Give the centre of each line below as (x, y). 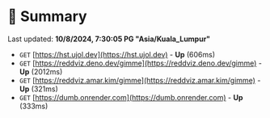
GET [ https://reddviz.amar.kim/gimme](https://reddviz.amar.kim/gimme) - (140, 80)
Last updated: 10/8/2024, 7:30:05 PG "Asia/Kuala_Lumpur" (109, 39)
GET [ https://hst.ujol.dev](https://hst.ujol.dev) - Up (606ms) (117, 54)
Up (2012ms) (41, 71)
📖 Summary (47, 17)
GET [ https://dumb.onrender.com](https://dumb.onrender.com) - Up (131, 97)
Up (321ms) (38, 89)
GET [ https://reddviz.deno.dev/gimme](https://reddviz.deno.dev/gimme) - (141, 63)
